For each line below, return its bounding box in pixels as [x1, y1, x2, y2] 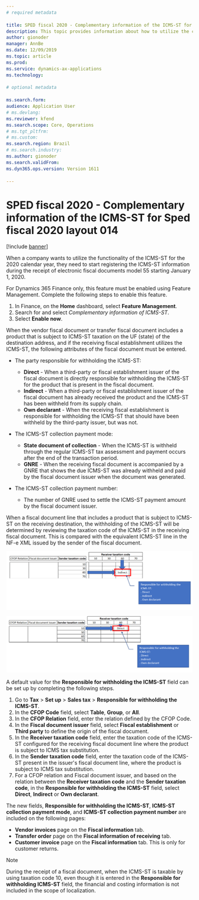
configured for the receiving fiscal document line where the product [23, 741, 188, 748]
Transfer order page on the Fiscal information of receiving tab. [14, 832, 172, 840]
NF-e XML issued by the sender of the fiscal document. [6, 539, 142, 546]
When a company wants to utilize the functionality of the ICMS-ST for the [6, 255, 185, 262]
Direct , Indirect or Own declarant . [14, 791, 99, 798]
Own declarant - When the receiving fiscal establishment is [23, 406, 170, 414]
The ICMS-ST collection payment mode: [14, 430, 113, 438]
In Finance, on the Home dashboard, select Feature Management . [14, 303, 178, 310]
